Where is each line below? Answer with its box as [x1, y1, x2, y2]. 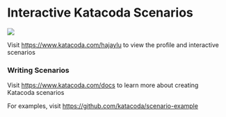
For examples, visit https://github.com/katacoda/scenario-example [7, 102, 198, 110]
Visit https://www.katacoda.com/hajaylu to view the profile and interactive [7, 40, 219, 49]
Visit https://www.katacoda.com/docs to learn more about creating [7, 81, 199, 89]
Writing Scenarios [7, 65, 70, 75]
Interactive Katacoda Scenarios [7, 5, 193, 21]
